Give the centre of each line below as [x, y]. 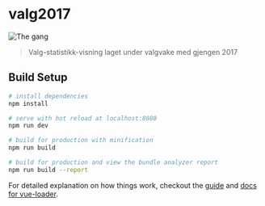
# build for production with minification [81, 141]
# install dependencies [48, 96]
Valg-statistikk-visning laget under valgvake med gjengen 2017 [133, 52]
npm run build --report [48, 170]
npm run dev [28, 126]
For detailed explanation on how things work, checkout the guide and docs [132, 185]
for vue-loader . [34, 194]
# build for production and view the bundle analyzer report [114, 162]
